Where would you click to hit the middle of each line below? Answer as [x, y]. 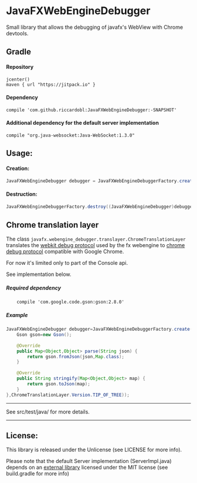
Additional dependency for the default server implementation [83, 123]
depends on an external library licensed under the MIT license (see [87, 467]
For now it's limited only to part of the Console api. [67, 263]
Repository [20, 66]
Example [17, 315]
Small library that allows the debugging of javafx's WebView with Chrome [95, 27]
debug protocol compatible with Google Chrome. [65, 252]
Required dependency [34, 288]
